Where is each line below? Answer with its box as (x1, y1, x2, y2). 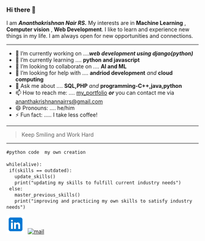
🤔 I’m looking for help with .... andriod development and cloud (15, 70, 173, 77)
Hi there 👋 (6, 5, 37, 14)
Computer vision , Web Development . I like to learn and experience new (6, 26, 190, 33)
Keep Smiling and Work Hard (21, 131, 94, 138)
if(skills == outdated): (9, 168, 72, 174)
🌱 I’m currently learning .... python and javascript (15, 56, 140, 63)
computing (15, 76, 44, 83)
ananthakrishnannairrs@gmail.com (15, 98, 103, 106)
